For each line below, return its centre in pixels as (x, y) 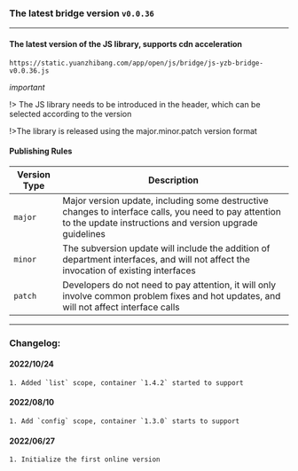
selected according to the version (71, 114)
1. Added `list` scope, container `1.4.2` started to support (126, 383)
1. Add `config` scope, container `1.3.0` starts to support (125, 421)
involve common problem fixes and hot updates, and (172, 295)
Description (173, 180)
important (27, 87)
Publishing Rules (41, 151)
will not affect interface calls (121, 307)
